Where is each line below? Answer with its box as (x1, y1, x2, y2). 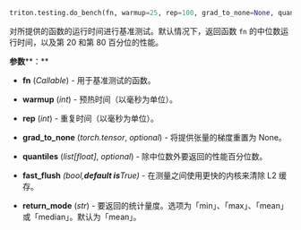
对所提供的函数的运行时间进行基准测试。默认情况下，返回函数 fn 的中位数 (9, 25, 281, 36)
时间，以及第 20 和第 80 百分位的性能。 (16, 37, 164, 47)
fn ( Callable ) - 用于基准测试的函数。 (21, 74, 156, 85)
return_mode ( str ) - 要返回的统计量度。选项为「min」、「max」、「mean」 (21, 200, 288, 210)
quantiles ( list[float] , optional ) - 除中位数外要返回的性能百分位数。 (21, 150, 268, 161)
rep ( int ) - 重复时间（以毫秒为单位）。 (21, 113, 159, 124)
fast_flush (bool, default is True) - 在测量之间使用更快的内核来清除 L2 (21, 170, 278, 181)
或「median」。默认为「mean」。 (21, 211, 142, 222)
